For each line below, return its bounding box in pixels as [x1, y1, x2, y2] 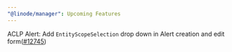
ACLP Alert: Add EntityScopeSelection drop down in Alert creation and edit [7, 30, 225, 38]
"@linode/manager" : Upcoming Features [7, 10, 121, 18]
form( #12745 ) [7, 37, 47, 46]
